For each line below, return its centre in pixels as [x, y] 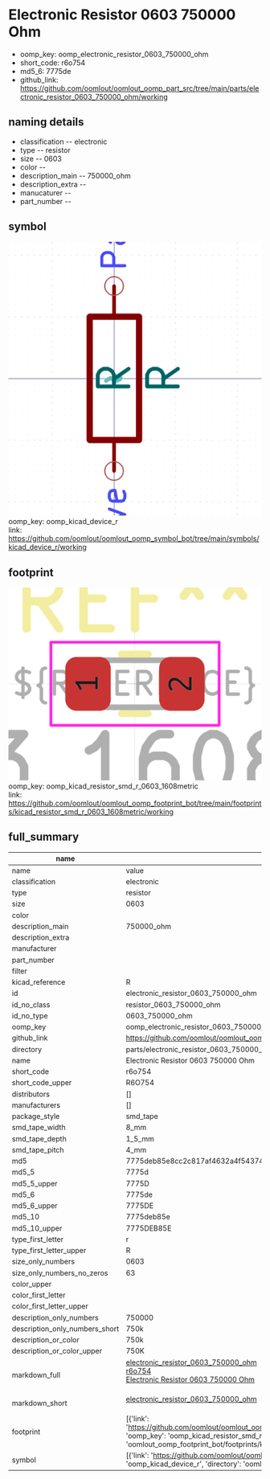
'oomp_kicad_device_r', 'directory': [184, 1464]
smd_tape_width [39, 1128]
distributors [31, 1094]
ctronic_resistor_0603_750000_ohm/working [94, 96]
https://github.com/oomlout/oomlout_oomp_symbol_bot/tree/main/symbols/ [134, 539]
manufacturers [36, 1105]
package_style [36, 1116]
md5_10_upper [37, 1228]
